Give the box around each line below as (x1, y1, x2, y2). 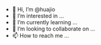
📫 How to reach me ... (12, 32, 69, 39)
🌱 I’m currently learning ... (12, 19, 78, 26)
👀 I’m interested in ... (12, 12, 64, 19)
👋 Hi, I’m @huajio (12, 6, 56, 13)
